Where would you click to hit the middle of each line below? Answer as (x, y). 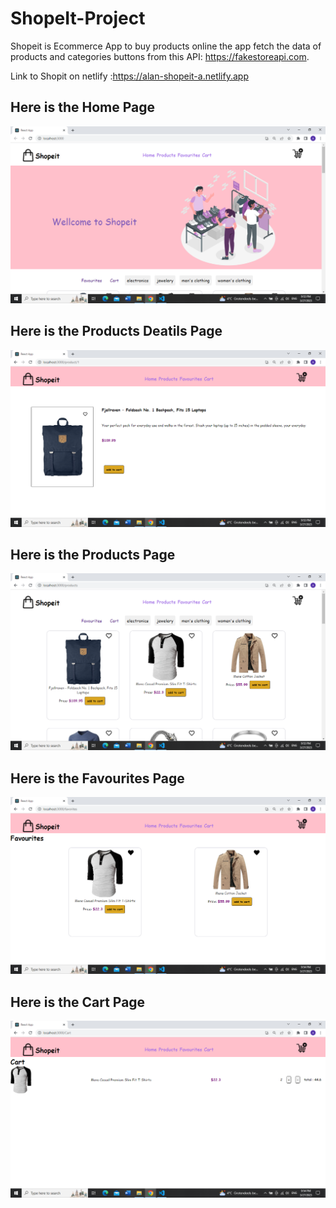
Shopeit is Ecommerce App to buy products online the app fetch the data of (166, 46)
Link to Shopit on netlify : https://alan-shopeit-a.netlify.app (129, 76)
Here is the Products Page (93, 554)
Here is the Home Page (82, 107)
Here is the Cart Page (78, 1002)
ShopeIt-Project (78, 18)
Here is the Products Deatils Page (116, 331)
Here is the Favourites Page (97, 778)
